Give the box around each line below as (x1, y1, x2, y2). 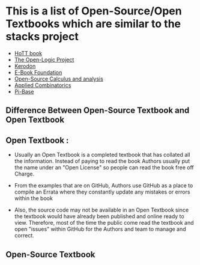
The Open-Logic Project (14, 56, 74, 63)
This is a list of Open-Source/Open (5, 4, 182, 18)
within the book (14, 195, 53, 202)
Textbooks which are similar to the (5, 17, 181, 31)
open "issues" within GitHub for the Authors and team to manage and (14, 225, 187, 233)
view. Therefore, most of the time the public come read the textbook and (14, 219, 194, 227)
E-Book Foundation (14, 69, 62, 76)
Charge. (14, 170, 34, 178)
